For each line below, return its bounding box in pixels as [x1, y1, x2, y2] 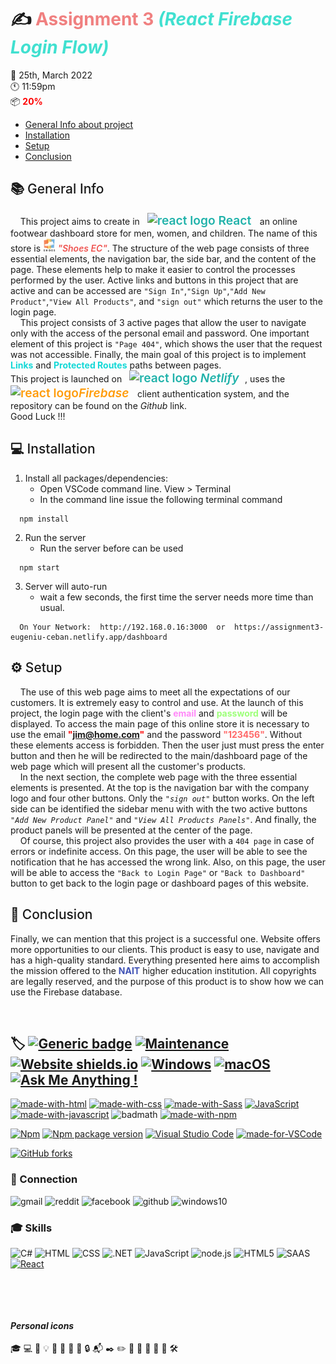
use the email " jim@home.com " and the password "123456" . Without [10, 728, 303, 740]
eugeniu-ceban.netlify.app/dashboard [10, 632, 168, 642]
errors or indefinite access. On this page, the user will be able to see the [10, 845, 308, 857]
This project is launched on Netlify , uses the [10, 370, 286, 386]
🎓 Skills [10, 1221, 53, 1235]
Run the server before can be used [39, 542, 184, 554]
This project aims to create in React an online [19, 212, 298, 228]
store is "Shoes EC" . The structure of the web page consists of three [10, 242, 310, 255]
